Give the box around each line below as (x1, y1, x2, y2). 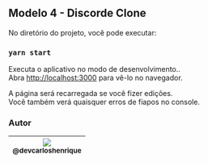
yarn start (8, 48, 51, 57)
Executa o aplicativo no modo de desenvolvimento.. (8, 65, 180, 74)
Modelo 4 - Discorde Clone (8, 6, 147, 20)
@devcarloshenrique (12, 146, 83, 156)
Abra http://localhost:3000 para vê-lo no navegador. (8, 73, 184, 83)
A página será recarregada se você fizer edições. (8, 89, 173, 98)
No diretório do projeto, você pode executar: (8, 27, 157, 37)
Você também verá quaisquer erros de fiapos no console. (8, 97, 201, 107)
